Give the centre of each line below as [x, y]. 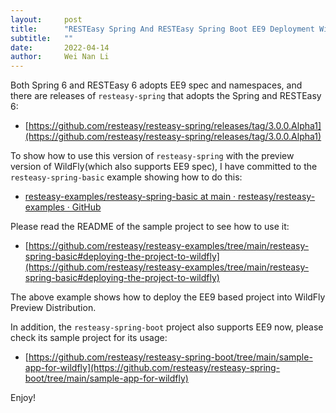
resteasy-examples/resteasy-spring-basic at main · [130, 197]
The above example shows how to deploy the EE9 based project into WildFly [168, 297]
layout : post [46, 19]
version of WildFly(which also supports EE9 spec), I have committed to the [164, 167]
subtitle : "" [42, 38]
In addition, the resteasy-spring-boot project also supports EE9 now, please [167, 327]
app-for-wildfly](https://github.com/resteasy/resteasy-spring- [152, 368]
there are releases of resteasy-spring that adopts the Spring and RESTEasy [166, 96]
